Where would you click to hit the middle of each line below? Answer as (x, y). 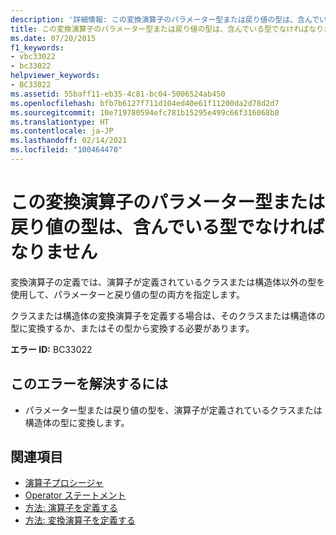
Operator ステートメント (75, 495)
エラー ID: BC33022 (51, 349)
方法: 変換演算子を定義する (80, 520)
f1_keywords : (37, 47)
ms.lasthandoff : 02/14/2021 (69, 141)
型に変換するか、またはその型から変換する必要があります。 (132, 328)
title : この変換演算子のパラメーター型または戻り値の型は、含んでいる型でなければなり (167, 29)
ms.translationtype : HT (60, 122)
